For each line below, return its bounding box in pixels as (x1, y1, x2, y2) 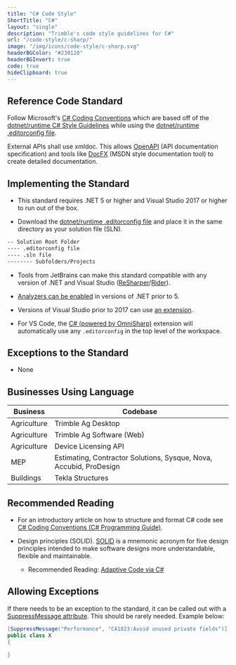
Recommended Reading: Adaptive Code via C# (27, 565, 164, 574)
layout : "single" (7, 23, 58, 30)
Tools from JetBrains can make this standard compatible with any (17, 271, 207, 279)
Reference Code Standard (7, 95, 123, 107)
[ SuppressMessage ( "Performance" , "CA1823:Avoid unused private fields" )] (7, 625, 228, 633)
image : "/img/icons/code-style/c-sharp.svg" (7, 43, 140, 50)
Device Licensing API (54, 441, 124, 451)
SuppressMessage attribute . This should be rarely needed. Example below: (7, 612, 225, 620)
